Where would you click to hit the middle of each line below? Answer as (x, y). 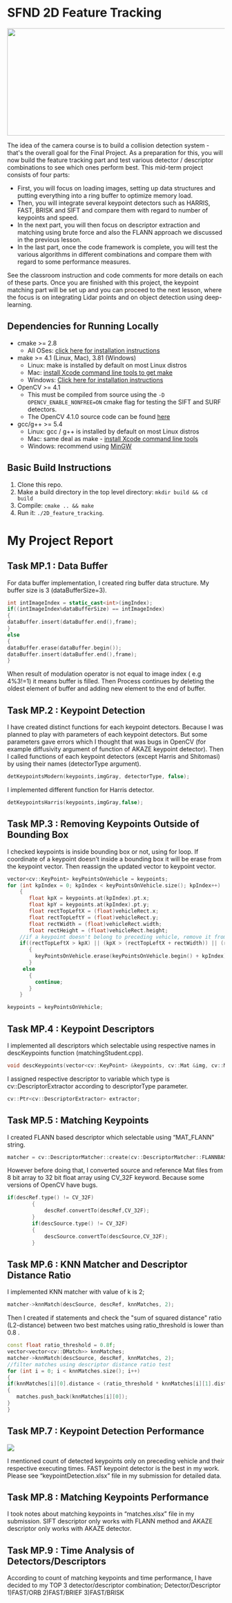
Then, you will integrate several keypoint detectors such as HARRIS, (114, 203)
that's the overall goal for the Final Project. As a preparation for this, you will (115, 152)
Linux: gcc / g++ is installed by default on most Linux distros (113, 431)
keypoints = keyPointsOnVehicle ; (55, 1008)
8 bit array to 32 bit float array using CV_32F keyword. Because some (106, 1178)
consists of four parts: (39, 174)
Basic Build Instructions (59, 468)
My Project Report (60, 540)
